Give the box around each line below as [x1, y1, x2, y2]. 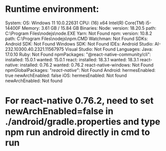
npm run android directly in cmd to [5, 127, 150, 138]
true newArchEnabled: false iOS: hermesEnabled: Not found [5, 72, 127, 78]
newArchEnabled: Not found [5, 78, 63, 84]
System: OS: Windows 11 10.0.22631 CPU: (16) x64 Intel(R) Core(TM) [5, 20, 145, 26]
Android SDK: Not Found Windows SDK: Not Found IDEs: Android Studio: [5, 41, 154, 47]
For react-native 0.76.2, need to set [5, 95, 154, 106]
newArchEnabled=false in [5, 105, 113, 117]
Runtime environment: [5, 3, 99, 15]
